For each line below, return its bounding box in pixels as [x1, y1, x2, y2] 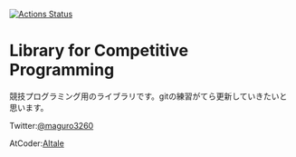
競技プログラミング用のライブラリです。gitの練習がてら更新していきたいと [9, 91, 288, 102]
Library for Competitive [9, 41, 188, 61]
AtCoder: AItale [9, 137, 65, 149]
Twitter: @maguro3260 [9, 120, 94, 131]
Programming [9, 60, 115, 81]
